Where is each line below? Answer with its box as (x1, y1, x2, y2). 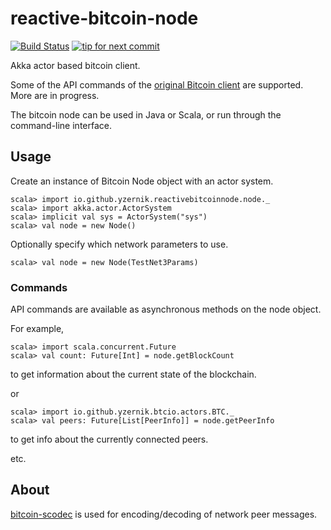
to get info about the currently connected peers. (10, 433, 209, 446)
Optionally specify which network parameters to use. (10, 238, 229, 250)
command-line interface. (10, 119, 112, 131)
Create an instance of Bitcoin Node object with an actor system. (10, 175, 274, 187)
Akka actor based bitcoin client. (10, 59, 141, 71)
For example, (10, 323, 65, 335)
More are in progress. (10, 89, 100, 101)
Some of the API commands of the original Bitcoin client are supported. (10, 78, 304, 91)
